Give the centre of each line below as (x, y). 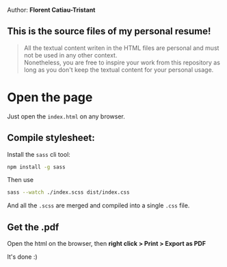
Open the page (50, 97)
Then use (21, 180)
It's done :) (22, 257)
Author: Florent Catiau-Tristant (51, 10)
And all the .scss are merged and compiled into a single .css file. (98, 205)
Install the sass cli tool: (39, 154)
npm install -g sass (37, 167)
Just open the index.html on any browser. (66, 116)
